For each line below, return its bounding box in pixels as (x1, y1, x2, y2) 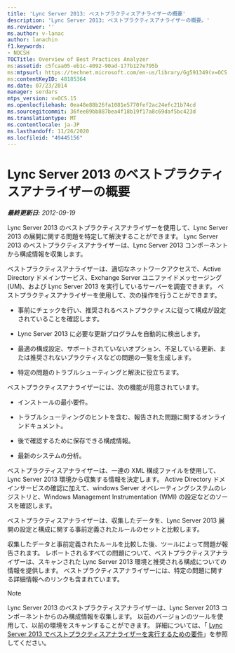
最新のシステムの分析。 (17, 452, 86, 460)
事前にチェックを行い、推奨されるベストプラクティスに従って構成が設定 (17, 306, 227, 314)
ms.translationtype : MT (7, 114, 77, 121)
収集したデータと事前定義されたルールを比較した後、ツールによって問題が (7, 540, 222, 548)
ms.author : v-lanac (7, 29, 65, 37)
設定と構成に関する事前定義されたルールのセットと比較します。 (19, 525, 203, 534)
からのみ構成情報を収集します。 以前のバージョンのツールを (43, 612, 217, 621)
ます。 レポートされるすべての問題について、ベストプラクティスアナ (25, 548, 222, 558)
